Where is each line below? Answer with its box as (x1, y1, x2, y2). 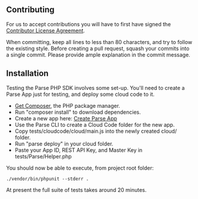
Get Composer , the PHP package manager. (14, 102, 121, 109)
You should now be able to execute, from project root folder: (6, 164, 154, 172)
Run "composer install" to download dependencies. (14, 108, 142, 116)
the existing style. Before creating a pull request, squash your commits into (6, 45, 190, 52)
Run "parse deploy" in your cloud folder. (14, 140, 114, 147)
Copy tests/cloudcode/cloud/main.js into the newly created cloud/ (14, 128, 177, 135)
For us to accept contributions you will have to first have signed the (6, 20, 171, 27)
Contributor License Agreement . (6, 27, 85, 34)
